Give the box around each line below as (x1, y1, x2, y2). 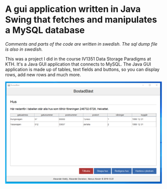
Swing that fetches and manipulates (5, 14, 158, 25)
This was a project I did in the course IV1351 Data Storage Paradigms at (5, 56, 151, 62)
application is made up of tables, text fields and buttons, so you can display (5, 66, 160, 72)
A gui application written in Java (5, 3, 141, 15)
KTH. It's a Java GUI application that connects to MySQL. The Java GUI (5, 61, 152, 67)
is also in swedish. (5, 46, 43, 52)
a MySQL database (5, 25, 85, 36)
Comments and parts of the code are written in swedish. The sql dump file (5, 41, 158, 47)
